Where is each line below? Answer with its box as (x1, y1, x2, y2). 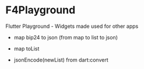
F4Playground (5, 3, 76, 17)
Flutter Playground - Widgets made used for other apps (5, 23, 139, 30)
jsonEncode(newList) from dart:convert (13, 56, 108, 63)
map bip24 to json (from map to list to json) (13, 34, 118, 41)
